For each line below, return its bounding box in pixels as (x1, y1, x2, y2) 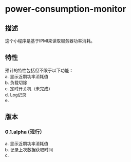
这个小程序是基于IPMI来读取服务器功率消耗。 (5, 38, 95, 43)
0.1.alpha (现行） (5, 128, 45, 135)
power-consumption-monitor (5, 3, 127, 15)
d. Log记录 (5, 92, 27, 98)
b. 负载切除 (5, 80, 28, 85)
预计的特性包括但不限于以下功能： (5, 67, 74, 73)
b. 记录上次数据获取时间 (5, 146, 53, 152)
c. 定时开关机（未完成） (5, 85, 53, 91)
